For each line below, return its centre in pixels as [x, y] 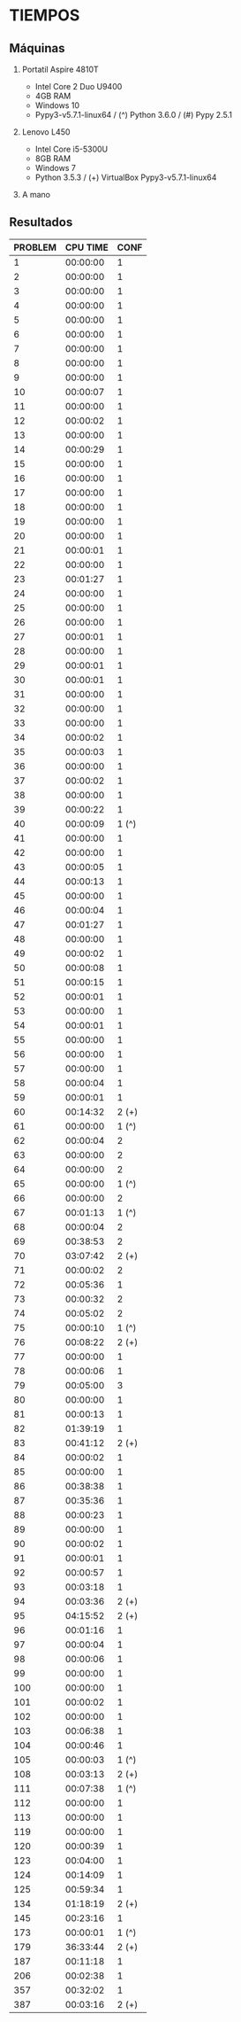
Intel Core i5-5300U [72, 149]
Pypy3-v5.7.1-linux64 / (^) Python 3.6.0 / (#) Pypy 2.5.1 [133, 115]
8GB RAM [53, 159]
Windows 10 [57, 105]
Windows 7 [56, 168]
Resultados [41, 222]
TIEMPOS [45, 16]
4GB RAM [53, 96]
